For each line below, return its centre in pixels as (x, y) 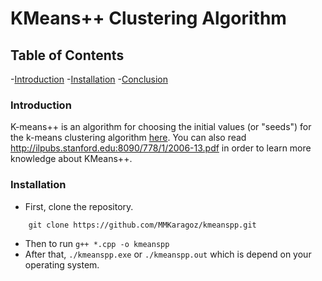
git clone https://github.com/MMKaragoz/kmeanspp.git (142, 225)
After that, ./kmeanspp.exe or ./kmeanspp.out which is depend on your (168, 254)
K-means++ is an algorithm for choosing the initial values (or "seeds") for (161, 127)
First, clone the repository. (79, 206)
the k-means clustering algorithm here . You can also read (128, 138)
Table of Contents (67, 55)
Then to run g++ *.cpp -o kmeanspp (97, 243)
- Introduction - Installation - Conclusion (89, 79)
